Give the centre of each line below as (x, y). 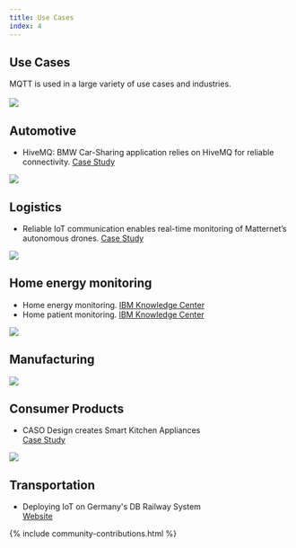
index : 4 (26, 26)
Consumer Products (67, 408)
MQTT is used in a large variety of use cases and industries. (120, 84)
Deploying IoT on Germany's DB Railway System (112, 507)
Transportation (52, 485)
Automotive (43, 131)
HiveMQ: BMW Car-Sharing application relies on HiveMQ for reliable (148, 153)
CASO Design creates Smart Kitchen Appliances (111, 430)
